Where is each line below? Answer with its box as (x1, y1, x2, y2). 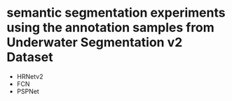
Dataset (6, 49, 53, 65)
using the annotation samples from (6, 20, 214, 36)
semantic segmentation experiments (6, 5, 226, 21)
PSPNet (16, 87, 39, 95)
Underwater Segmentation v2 (6, 35, 183, 50)
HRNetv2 (16, 72, 43, 81)
